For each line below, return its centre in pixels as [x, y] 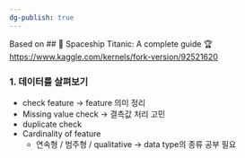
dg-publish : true [42, 18]
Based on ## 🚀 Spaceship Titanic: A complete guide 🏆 [111, 44]
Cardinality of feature [61, 133]
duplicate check [52, 124]
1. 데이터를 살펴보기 [49, 82]
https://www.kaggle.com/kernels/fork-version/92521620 [114, 57]
